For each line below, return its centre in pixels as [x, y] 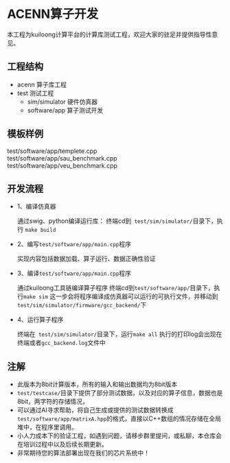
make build [41, 230]
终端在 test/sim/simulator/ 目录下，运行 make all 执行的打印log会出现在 [119, 334]
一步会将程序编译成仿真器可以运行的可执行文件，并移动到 [137, 296]
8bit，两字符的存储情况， [53, 401]
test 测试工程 [35, 93]
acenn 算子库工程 [42, 84]
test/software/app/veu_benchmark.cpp [62, 165]
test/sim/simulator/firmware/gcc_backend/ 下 [82, 305]
